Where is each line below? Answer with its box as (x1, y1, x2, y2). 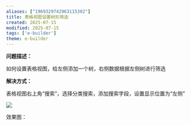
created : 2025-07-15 (6, 19, 57, 25)
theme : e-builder (6, 36, 49, 42)
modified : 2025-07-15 (6, 25, 59, 31)
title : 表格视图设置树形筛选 (6, 14, 69, 20)
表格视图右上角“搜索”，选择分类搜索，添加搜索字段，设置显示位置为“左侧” (6, 90, 185, 97)
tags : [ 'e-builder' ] (6, 30, 57, 36)
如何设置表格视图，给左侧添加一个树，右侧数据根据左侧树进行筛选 (6, 65, 166, 72)
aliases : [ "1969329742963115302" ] (6, 8, 91, 15)
